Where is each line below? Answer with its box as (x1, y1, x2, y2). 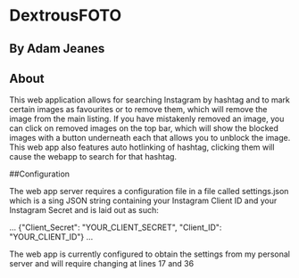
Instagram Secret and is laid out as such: (9, 205, 159, 216)
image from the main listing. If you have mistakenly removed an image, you (9, 113, 285, 125)
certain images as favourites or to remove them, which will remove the (9, 104, 268, 115)
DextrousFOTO (9, 5, 122, 26)
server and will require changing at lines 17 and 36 (9, 258, 195, 269)
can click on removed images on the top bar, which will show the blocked (9, 123, 279, 134)
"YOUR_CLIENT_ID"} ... (9, 232, 94, 242)
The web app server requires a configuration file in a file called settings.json (9, 186, 289, 197)
